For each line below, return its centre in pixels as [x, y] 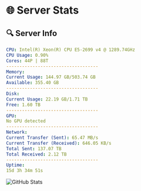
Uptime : [16, 165]
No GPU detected [26, 121]
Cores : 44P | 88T [27, 61]
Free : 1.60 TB [23, 105]
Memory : [16, 72]
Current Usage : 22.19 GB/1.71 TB [47, 99]
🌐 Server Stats [43, 10]
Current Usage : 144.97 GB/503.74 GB [51, 77]
